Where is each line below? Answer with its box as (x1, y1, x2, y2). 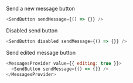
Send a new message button (6, 5, 75, 12)
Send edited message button (6, 49, 76, 56)
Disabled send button (6, 26, 58, 34)
